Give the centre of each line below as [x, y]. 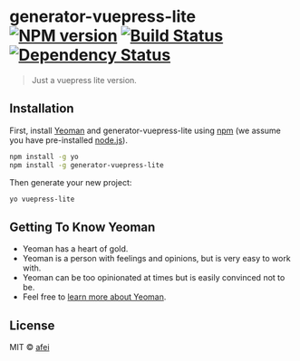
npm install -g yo [44, 157]
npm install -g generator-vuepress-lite [87, 165]
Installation [42, 109]
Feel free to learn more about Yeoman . [94, 297]
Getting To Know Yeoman [82, 227]
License [32, 325]
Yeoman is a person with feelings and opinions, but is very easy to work [157, 259]
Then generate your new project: [71, 182]
